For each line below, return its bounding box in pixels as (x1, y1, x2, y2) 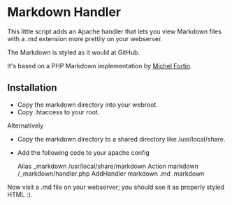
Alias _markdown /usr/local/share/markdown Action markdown (17, 162, 199, 170)
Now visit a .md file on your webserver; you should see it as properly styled (7, 183, 225, 191)
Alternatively (7, 121, 44, 130)
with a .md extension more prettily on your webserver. (7, 34, 163, 43)
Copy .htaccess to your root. (17, 107, 100, 116)
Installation (7, 82, 57, 94)
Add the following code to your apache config (17, 148, 150, 157)
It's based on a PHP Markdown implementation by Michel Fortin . (7, 61, 192, 70)
